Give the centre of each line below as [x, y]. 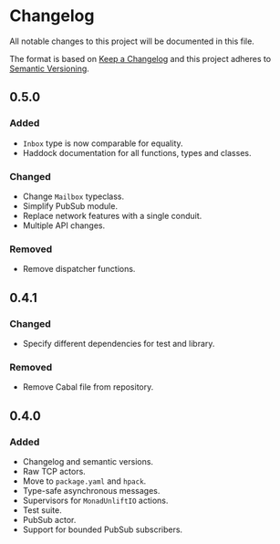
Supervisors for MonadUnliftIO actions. [95, 500]
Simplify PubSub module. [70, 205]
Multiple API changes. [64, 225]
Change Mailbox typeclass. [73, 196]
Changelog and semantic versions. [88, 461]
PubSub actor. [49, 519]
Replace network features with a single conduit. [112, 215]
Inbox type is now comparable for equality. [103, 143]
